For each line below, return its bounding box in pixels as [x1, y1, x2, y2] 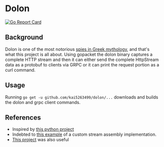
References [5, 113, 41, 122]
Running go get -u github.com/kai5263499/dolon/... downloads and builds [5, 94, 158, 100]
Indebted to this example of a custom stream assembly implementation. [12, 131, 157, 137]
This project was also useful [12, 137, 70, 143]
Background [5, 33, 43, 42]
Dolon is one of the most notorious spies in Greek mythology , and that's [5, 46, 150, 52]
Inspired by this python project [12, 126, 74, 132]
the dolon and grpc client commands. [5, 99, 81, 105]
